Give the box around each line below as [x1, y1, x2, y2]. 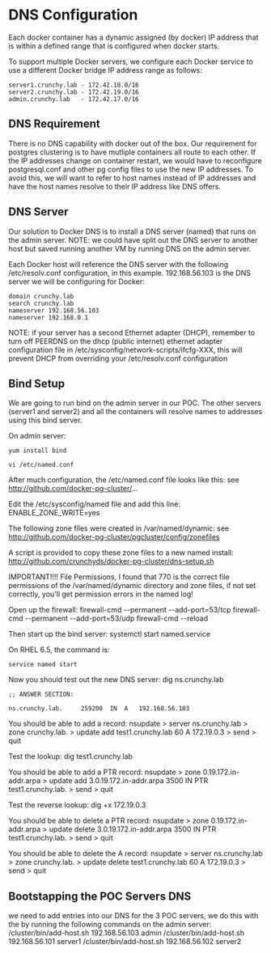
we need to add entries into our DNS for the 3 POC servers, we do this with [8, 911, 259, 921]
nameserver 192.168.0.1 [8, 313, 89, 321]
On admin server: [8, 431, 66, 441]
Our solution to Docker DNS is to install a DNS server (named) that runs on [8, 227, 256, 236]
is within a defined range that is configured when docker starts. [8, 40, 220, 50]
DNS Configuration [8, 6, 138, 24]
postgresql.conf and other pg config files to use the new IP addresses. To [8, 164, 253, 174]
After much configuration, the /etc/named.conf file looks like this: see [8, 475, 240, 485]
